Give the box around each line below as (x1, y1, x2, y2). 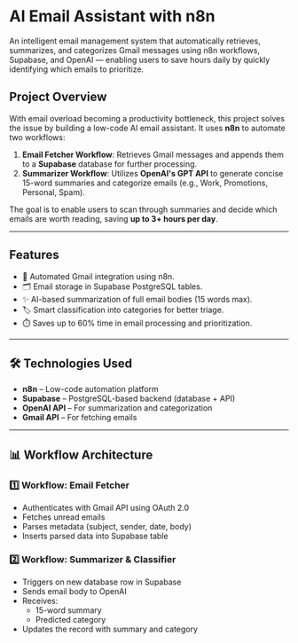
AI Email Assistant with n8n (9, 6, 216, 27)
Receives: (21, 596, 59, 607)
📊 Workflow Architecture (9, 447, 153, 462)
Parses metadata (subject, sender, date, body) (21, 521, 192, 532)
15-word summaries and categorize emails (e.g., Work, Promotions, (21, 177, 269, 188)
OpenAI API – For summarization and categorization (21, 403, 213, 413)
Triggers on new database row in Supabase (21, 576, 182, 587)
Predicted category (35, 615, 106, 625)
